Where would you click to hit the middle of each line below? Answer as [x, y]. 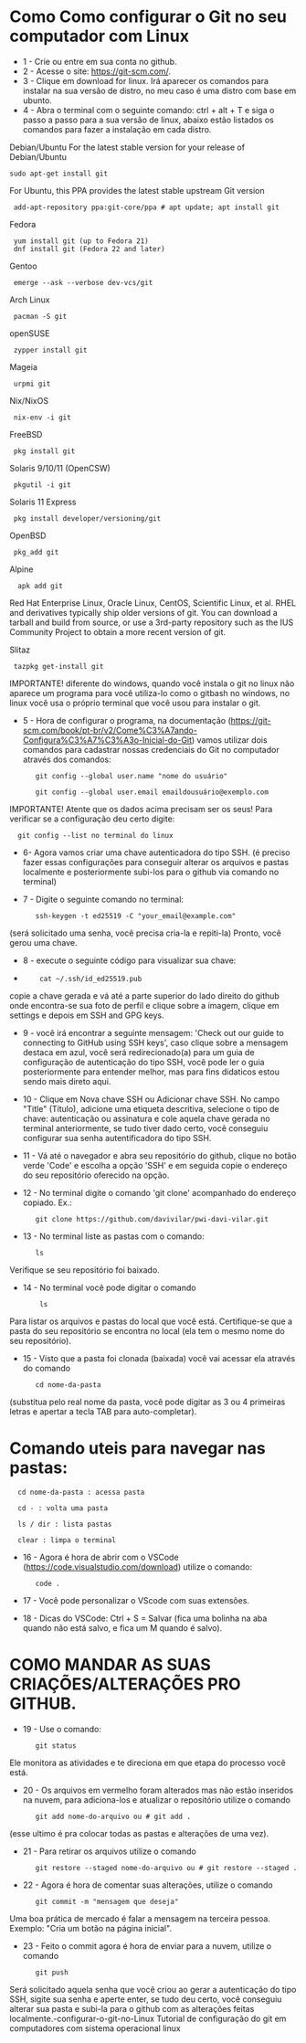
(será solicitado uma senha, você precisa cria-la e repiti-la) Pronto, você [145, 933]
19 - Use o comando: [62, 1729]
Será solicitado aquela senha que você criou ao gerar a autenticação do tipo [153, 1989]
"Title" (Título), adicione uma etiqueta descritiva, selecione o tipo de [151, 1108]
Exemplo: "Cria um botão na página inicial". [90, 1928]
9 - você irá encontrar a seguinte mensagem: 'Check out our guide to [153, 1032]
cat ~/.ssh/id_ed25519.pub [91, 979]
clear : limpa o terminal [67, 1540]
